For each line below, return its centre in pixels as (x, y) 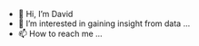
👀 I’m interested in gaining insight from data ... (104, 23)
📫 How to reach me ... (60, 33)
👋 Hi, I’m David (45, 14)
